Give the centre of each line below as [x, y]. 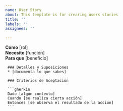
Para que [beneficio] [27, 58]
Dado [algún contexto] [31, 94]
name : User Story [23, 10]
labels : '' [17, 24]
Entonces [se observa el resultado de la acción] [60, 103]
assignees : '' [20, 29]
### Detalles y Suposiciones [38, 68]
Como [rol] [17, 47]
